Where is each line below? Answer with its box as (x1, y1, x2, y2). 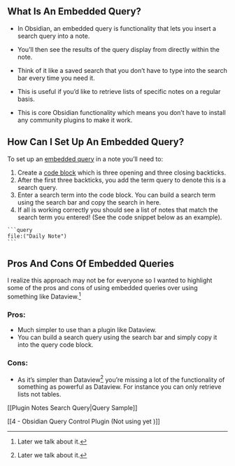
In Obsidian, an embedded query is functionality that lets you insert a (17, 24, 217, 32)
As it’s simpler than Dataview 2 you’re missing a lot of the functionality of (17, 374, 225, 384)
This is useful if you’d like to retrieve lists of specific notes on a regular (17, 87, 221, 95)
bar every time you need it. (17, 74, 96, 82)
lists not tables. (17, 390, 62, 399)
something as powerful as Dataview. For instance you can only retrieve (17, 383, 222, 391)
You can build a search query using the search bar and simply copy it (17, 333, 218, 342)
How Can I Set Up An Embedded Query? (7, 136, 185, 148)
